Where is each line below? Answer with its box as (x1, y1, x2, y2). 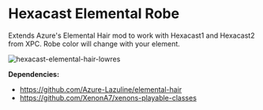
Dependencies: (8, 69, 60, 79)
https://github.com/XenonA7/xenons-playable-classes (19, 93, 197, 102)
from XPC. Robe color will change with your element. (8, 38, 180, 48)
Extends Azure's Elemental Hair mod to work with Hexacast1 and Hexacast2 (8, 31, 255, 40)
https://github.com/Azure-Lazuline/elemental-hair (19, 84, 182, 94)
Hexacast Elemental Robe (8, 5, 180, 23)
